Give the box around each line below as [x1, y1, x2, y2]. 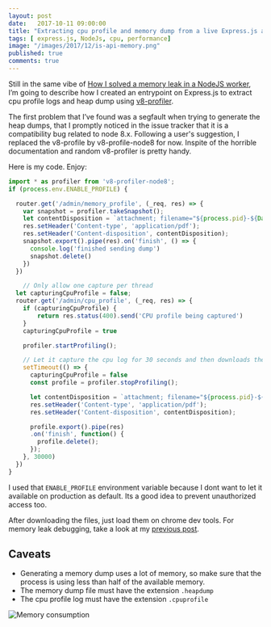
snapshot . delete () [29, 252, 92, 260]
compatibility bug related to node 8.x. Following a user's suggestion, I [8, 128, 240, 138]
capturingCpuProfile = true [23, 326, 117, 335]
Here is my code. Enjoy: [8, 162, 87, 171]
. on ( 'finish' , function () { [29, 430, 125, 439]
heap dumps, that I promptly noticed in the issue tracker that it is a [8, 120, 229, 130]
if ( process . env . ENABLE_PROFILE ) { [8, 185, 128, 193]
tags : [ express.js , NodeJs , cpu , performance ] [8, 34, 172, 43]
